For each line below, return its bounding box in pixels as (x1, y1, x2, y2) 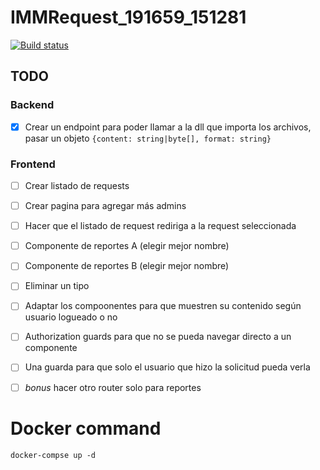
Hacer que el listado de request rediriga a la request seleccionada (24, 220, 297, 232)
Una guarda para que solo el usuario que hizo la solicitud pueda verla (24, 361, 311, 373)
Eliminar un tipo (24, 280, 90, 292)
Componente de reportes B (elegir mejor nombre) (24, 260, 230, 272)
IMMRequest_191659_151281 (10, 6, 247, 29)
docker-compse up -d (10, 450, 97, 460)
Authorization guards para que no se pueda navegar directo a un (24, 331, 292, 343)
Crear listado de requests (24, 179, 130, 191)
